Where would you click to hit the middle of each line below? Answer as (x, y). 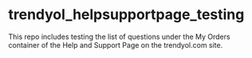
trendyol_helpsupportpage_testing (126, 15)
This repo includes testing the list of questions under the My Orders (119, 37)
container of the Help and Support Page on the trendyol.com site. (116, 44)
